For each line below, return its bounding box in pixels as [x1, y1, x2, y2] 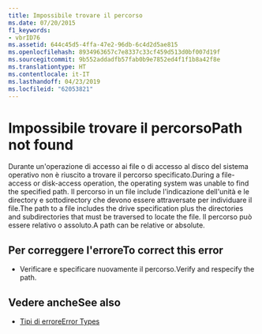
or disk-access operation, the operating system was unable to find [32, 178, 249, 188]
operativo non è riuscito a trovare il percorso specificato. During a [8, 171, 220, 180]
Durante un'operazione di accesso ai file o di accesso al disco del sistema [8, 162, 249, 171]
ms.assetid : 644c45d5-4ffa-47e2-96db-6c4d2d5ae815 [8, 41, 178, 49]
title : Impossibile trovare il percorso [8, 11, 144, 20]
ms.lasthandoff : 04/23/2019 [8, 77, 101, 85]
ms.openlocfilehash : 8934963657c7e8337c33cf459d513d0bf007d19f [8, 48, 221, 56]
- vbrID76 [8, 33, 41, 42]
